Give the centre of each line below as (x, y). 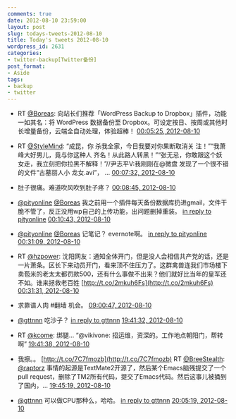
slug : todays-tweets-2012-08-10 (55, 34)
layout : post (26, 27)
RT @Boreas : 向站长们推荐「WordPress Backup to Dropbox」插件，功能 (122, 114)
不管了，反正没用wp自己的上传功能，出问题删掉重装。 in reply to (118, 212)
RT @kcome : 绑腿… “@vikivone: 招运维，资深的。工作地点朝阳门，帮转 (120, 335)
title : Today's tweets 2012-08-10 (58, 40)
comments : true (30, 14)
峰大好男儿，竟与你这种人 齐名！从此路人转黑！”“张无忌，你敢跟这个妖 (120, 155)
